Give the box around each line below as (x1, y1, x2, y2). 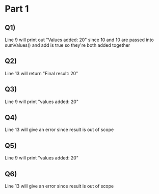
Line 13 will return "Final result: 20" (5, 70, 78, 76)
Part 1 (5, 3, 29, 15)
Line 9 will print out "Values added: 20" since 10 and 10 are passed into (5, 37, 154, 43)
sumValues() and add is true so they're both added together (5, 42, 130, 48)
